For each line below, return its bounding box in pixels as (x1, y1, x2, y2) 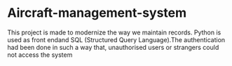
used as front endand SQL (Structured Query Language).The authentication (7, 35, 226, 44)
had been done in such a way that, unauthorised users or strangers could (7, 43, 219, 51)
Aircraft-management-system (7, 5, 187, 21)
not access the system (7, 51, 73, 59)
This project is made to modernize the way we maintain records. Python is (7, 28, 221, 37)
